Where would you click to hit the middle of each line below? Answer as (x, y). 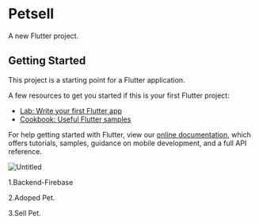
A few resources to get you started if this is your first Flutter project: (119, 95)
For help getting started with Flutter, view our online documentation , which (130, 134)
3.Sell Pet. (25, 213)
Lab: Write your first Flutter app (71, 110)
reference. (25, 151)
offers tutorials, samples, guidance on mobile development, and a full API (128, 143)
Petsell (31, 14)
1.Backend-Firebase (41, 182)
